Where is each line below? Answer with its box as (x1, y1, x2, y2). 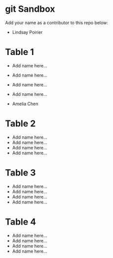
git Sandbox (5, 3, 56, 15)
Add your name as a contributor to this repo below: (5, 20, 108, 26)
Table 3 (5, 167, 36, 178)
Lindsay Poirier (12, 29, 43, 35)
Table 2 (5, 118, 36, 129)
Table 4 (5, 216, 36, 227)
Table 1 (5, 47, 34, 57)
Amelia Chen (12, 101, 38, 107)
